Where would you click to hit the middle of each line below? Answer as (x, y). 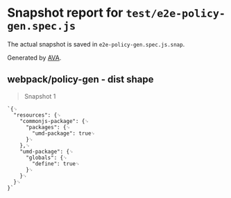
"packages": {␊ (48, 127)
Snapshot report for (65, 13)
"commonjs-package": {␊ (54, 121)
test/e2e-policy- (176, 14)
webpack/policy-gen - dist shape (80, 80)
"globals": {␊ (46, 158)
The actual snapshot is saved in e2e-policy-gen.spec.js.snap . (96, 44)
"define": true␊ (56, 164)
